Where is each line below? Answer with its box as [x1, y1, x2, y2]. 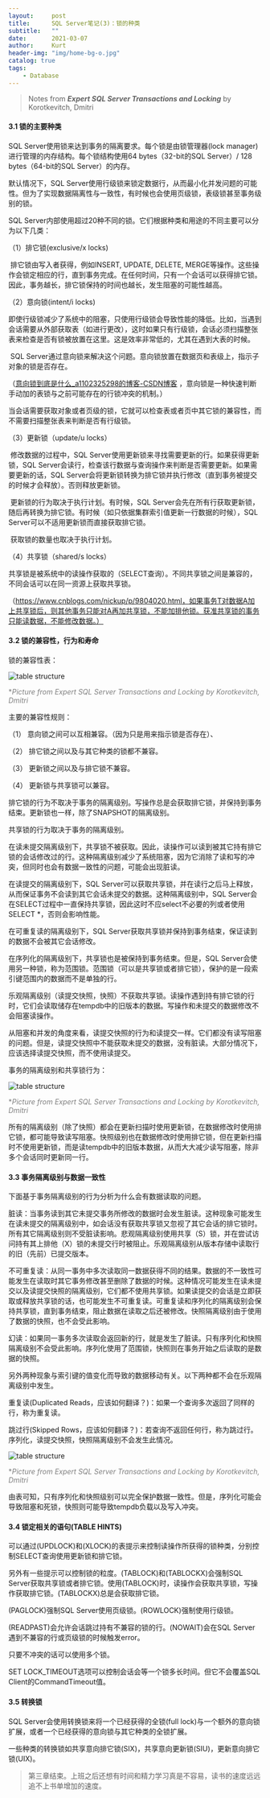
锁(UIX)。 [8, 1754, 40, 1763]
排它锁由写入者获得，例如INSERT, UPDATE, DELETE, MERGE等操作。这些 [10, 259, 253, 270]
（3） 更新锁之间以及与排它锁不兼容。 [8, 764, 135, 773]
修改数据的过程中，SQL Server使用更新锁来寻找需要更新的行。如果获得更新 [10, 450, 260, 460]
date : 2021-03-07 [8, 34, 88, 43]
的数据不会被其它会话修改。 [8, 937, 100, 946]
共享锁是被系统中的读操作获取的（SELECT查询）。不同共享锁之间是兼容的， [8, 568, 257, 578]
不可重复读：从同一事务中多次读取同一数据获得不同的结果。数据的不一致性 [8, 1266, 255, 1276]
